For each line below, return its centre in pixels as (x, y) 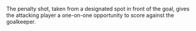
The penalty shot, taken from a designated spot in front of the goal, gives (98, 9)
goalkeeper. (21, 22)
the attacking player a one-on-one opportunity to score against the (90, 15)
